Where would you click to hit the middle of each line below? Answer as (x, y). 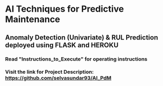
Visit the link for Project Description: (49, 72)
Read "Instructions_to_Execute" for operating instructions (76, 59)
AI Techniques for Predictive (65, 9)
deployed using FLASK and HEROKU (62, 45)
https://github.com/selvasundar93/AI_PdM (58, 78)
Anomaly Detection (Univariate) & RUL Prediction (82, 37)
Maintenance (33, 19)
